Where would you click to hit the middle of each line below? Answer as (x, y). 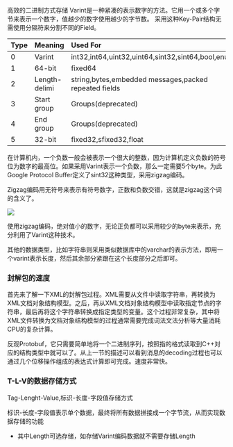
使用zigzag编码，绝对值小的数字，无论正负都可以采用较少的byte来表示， (111, 226)
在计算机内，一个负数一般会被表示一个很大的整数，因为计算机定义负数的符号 (116, 157)
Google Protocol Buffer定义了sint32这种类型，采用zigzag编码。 (98, 175)
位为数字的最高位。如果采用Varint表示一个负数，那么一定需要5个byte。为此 (115, 166)
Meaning (49, 45)
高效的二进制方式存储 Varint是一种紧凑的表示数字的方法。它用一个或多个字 (114, 10)
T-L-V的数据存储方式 (42, 381)
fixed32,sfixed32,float (107, 139)
